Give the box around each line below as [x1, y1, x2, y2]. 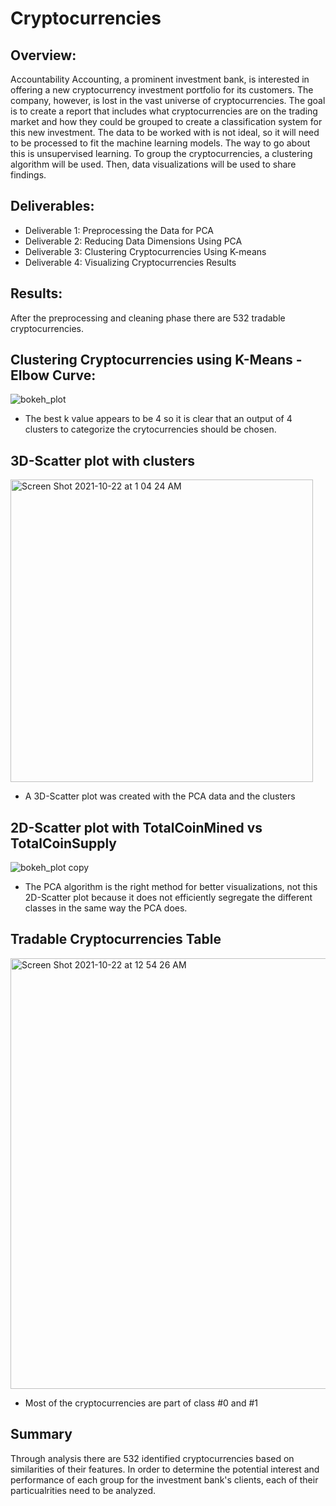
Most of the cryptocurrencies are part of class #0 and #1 [24, 1397, 258, 1409]
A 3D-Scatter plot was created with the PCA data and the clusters [24, 790, 296, 802]
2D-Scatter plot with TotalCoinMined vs [10, 819, 263, 836]
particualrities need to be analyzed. [10, 1484, 156, 1496]
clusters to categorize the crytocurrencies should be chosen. [24, 423, 277, 436]
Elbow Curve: [10, 367, 97, 384]
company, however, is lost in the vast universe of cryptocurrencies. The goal [10, 95, 326, 106]
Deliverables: [10, 198, 95, 215]
